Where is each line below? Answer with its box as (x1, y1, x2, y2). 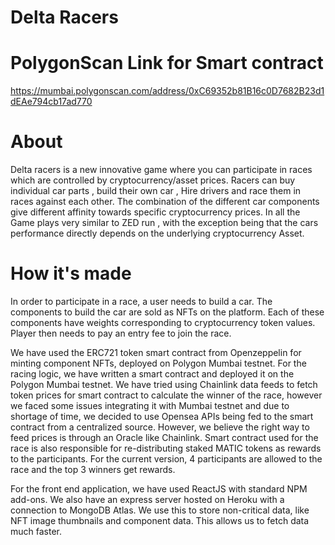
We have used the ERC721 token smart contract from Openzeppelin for (10, 347, 302, 358)
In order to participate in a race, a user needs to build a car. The (10, 296, 273, 307)
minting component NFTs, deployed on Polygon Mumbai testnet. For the (10, 357, 307, 369)
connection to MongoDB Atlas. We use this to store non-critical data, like (10, 504, 310, 516)
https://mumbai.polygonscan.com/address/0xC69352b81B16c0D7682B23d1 (10, 85, 325, 97)
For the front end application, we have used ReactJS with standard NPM (10, 483, 308, 495)
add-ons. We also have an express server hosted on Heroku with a (10, 494, 285, 505)
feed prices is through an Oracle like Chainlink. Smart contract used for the (10, 432, 319, 443)
